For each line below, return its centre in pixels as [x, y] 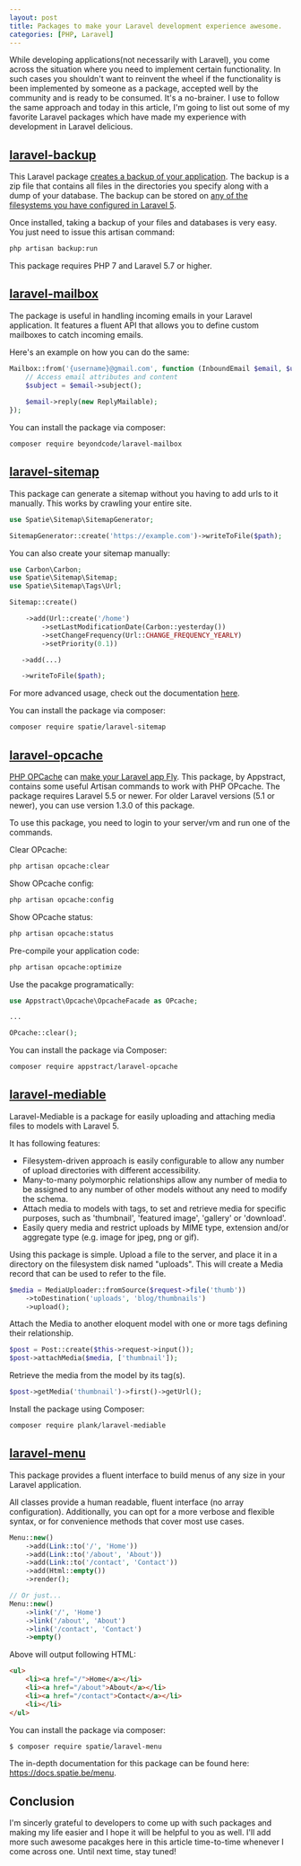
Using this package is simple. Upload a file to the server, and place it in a [143, 1254]
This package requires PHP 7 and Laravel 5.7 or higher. [111, 266]
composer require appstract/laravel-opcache [94, 1067]
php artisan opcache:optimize [66, 967]
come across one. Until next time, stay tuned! [93, 1852]
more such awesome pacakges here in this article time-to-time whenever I [146, 1842]
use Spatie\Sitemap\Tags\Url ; [66, 586]
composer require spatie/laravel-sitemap [88, 727]
